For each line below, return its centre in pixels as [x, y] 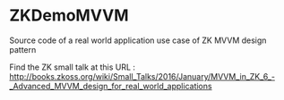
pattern [23, 49]
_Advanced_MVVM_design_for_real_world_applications [111, 86]
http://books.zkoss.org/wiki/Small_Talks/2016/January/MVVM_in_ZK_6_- [142, 76]
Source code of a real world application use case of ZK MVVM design [138, 40]
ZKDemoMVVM [69, 16]
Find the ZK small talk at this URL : [73, 67]
